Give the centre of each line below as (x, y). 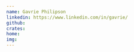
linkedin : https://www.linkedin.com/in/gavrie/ (67, 17)
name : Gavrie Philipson (36, 12)
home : (13, 34)
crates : (16, 28)
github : (16, 23)
